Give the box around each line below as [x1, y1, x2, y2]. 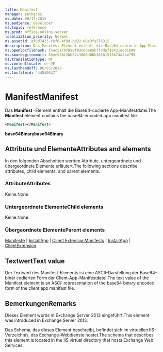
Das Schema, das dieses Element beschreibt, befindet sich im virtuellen [5, 327, 148, 333]
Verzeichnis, [5, 332, 30, 338]
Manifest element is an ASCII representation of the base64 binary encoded [5, 280, 155, 286]
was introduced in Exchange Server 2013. [5, 317, 88, 323]
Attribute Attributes [5, 180, 51, 187]
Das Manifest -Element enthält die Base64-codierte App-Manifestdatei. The [5, 107, 156, 113]
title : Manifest [5, 7, 38, 12]
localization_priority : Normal [5, 35, 68, 39]
